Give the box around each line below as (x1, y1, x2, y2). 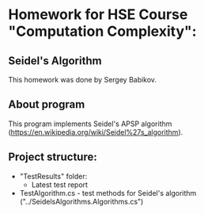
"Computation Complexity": (8, 22, 197, 40)
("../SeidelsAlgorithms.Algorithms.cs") (19, 197, 144, 206)
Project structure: (8, 151, 97, 164)
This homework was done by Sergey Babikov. (8, 75, 157, 84)
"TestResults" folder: (19, 171, 88, 181)
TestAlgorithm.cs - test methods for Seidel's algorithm (19, 188, 197, 197)
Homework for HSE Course (8, 6, 188, 24)
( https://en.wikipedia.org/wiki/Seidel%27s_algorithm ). (8, 127, 183, 136)
